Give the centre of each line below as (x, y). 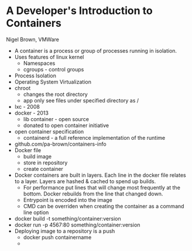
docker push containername (57, 237)
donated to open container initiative (66, 125)
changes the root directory (55, 94)
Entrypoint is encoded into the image (68, 200)
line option (36, 212)
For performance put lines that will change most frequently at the (102, 187)
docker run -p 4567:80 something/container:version (77, 225)
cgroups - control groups (54, 69)
